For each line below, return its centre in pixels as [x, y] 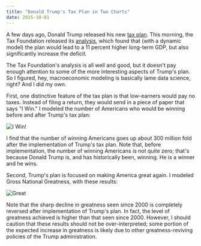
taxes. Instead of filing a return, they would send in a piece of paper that [95, 102]
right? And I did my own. [36, 84]
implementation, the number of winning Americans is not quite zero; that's [98, 151]
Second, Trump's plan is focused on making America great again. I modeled [100, 175]
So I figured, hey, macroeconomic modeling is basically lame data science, [98, 78]
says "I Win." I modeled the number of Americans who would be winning [96, 108]
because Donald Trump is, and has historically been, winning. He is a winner [100, 157]
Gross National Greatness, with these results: [62, 181]
